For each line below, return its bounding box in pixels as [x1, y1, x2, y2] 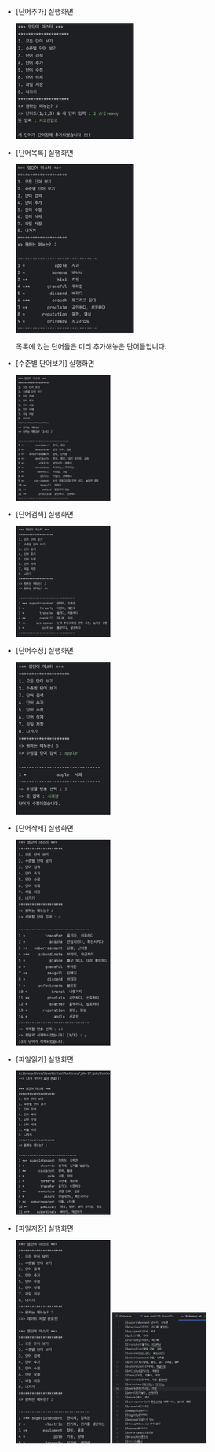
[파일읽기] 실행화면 [15, 1055, 74, 1064]
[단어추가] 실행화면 [15, 7, 74, 16]
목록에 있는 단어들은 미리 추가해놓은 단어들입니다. [15, 342, 167, 352]
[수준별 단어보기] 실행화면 [15, 359, 95, 368]
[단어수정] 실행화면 [15, 646, 74, 656]
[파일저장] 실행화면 [15, 1224, 74, 1233]
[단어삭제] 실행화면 [15, 823, 74, 833]
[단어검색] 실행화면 [15, 510, 74, 519]
